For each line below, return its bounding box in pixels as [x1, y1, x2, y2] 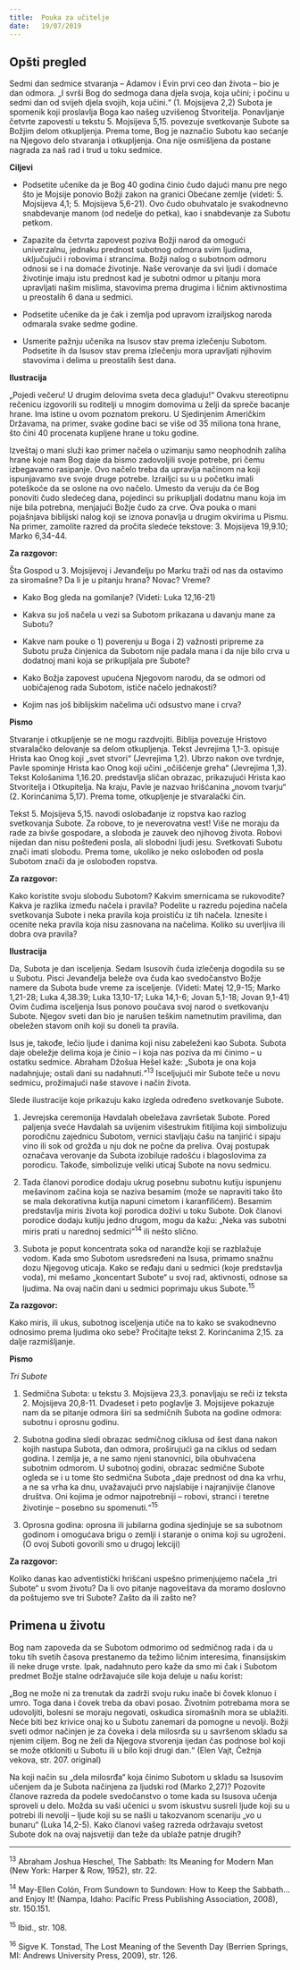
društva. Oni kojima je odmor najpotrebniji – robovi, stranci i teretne [21, 1491, 270, 1502]
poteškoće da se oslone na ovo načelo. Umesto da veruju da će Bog [9, 483, 260, 494]
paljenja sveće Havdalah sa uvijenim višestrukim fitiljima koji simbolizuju [21, 1121, 287, 1132]
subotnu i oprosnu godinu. [21, 1417, 120, 1428]
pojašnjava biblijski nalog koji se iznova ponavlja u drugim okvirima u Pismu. [9, 512, 288, 522]
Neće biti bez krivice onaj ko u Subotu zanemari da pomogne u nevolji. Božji [9, 1716, 288, 1727]
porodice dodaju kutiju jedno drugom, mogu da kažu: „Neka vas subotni [21, 1214, 287, 1226]
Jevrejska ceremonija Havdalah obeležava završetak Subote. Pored [21, 1111, 271, 1123]
